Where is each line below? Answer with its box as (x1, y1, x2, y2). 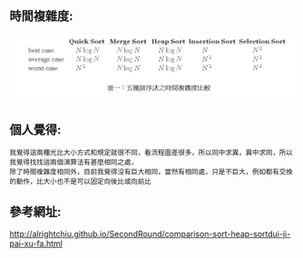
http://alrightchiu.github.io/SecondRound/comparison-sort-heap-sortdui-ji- (9, 229, 291, 240)
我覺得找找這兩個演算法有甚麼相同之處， (9, 158, 138, 167)
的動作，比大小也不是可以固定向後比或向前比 (9, 177, 151, 186)
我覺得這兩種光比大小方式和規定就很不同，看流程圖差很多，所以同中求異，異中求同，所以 (9, 148, 293, 158)
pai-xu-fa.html (9, 238, 64, 249)
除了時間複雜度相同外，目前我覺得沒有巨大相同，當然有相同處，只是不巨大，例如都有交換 (9, 167, 293, 177)
